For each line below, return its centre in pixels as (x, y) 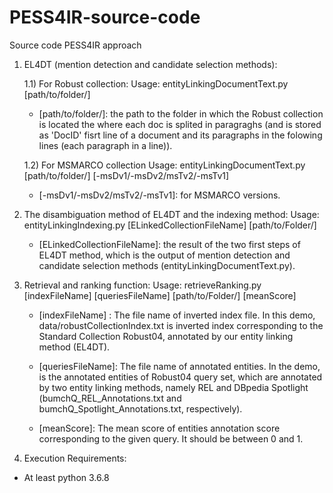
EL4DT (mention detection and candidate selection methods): (150, 64)
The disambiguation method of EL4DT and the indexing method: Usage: (171, 214)
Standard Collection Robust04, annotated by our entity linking (166, 336)
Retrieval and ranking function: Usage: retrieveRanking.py (142, 285)
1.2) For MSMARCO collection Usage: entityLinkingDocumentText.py (164, 165)
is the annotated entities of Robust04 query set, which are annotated (180, 377)
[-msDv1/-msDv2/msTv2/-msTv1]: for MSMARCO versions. (159, 195)
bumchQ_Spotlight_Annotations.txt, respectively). (140, 408)
